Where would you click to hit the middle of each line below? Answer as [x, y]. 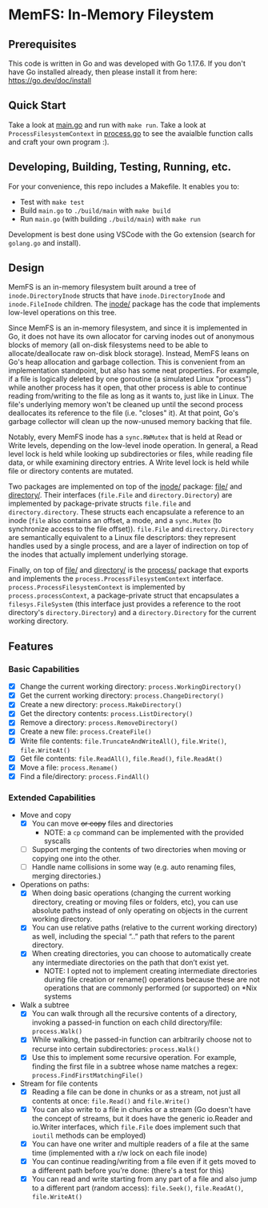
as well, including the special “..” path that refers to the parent [133, 937]
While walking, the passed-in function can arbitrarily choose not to [142, 1040]
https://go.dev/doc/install [50, 80]
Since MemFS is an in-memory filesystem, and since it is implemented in [128, 328]
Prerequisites [42, 44]
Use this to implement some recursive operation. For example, [134, 1057]
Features [31, 646]
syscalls [57, 841]
